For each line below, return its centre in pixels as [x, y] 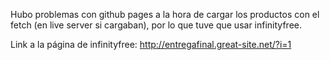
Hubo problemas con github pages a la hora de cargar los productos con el [165, 14]
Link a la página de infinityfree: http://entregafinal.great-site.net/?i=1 [151, 44]
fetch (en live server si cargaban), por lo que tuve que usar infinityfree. [156, 25]
